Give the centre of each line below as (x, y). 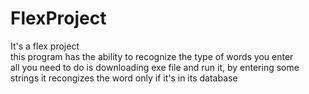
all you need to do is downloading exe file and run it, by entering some (155, 67)
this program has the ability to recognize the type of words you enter (152, 56)
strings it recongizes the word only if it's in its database (124, 78)
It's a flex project (45, 46)
